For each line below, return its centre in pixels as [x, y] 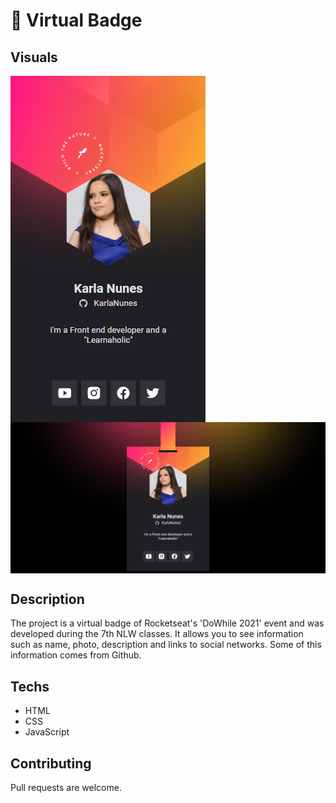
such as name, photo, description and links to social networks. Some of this [166, 645]
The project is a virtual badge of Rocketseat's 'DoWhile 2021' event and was [167, 623]
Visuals [34, 57]
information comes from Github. [76, 655]
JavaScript [47, 732]
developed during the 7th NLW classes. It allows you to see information [157, 634]
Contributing [51, 763]
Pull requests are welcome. [66, 788]
